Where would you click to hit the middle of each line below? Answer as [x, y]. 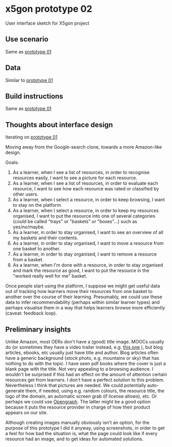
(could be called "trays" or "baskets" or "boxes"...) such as [75, 222]
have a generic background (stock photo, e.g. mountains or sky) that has [82, 358]
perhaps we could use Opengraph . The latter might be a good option [78, 402]
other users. [25, 194]
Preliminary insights [38, 329]
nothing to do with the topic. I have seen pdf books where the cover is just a [85, 363]
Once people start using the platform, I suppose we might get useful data [83, 286]
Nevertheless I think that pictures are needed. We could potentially [76, 385]
